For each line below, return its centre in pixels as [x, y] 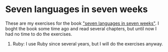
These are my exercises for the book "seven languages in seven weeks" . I [82, 23]
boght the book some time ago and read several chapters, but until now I [81, 28]
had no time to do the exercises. [39, 34]
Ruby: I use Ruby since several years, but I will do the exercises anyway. [88, 43]
